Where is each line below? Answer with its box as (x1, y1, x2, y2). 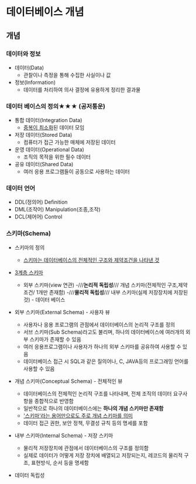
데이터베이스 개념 (6, 5, 84, 19)
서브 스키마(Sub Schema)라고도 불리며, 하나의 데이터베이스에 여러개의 (23, 328, 184, 335)
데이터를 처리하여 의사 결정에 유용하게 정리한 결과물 (23, 86, 141, 93)
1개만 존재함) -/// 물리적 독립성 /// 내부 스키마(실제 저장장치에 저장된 (36, 288, 188, 295)
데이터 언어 (6, 184, 36, 193)
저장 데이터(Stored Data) (14, 132, 73, 139)
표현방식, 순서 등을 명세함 (31, 459, 89, 466)
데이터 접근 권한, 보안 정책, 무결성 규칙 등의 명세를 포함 (23, 419, 148, 426)
